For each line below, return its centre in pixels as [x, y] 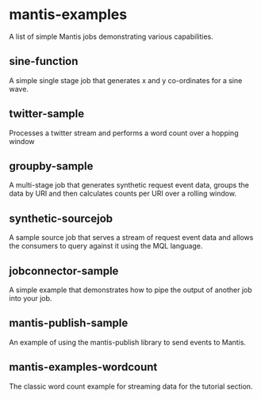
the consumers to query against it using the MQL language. [106, 246]
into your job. [31, 298]
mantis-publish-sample [69, 323]
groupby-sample [51, 166]
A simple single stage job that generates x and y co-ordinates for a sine [126, 80]
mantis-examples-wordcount [83, 367]
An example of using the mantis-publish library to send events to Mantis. [128, 342]
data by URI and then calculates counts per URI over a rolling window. [123, 194]
